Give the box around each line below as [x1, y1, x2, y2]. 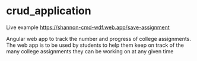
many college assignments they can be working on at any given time [6, 47, 174, 54]
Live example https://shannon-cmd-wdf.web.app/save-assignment [6, 24, 170, 31]
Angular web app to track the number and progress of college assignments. [6, 35, 192, 42]
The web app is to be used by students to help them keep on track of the [6, 41, 184, 49]
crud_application [6, 4, 91, 18]
